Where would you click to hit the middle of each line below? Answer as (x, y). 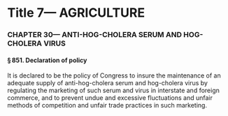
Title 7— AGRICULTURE (76, 13)
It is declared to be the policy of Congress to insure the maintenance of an (114, 75)
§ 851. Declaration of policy (47, 60)
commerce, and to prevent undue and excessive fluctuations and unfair (110, 98)
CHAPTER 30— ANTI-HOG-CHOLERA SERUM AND (94, 35)
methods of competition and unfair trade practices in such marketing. (107, 106)
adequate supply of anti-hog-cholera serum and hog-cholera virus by (108, 83)
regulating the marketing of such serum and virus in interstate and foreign (114, 90)
